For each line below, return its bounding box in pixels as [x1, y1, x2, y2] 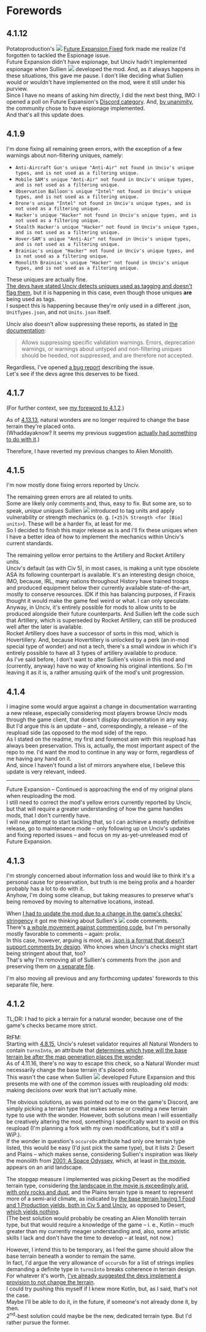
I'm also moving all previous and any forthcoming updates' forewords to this [6, 974, 199, 982]
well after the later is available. [6, 623, 83, 630]
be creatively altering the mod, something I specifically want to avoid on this [6, 1117, 199, 1125]
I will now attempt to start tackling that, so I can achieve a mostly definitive [6, 818, 195, 825]
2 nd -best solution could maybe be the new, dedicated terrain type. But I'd [6, 1311, 192, 1319]
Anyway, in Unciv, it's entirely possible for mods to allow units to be [6, 603, 177, 611]
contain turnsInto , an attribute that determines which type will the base [6, 1046, 188, 1054]
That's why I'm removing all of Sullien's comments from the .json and [6, 956, 181, 963]
